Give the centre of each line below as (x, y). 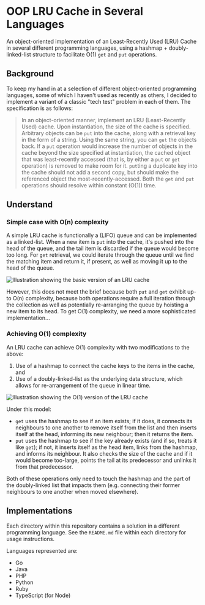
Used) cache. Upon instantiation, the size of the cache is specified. (106, 127)
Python (24, 582)
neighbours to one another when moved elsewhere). (73, 491)
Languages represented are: (42, 550)
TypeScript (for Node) (43, 595)
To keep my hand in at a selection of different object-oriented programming (102, 88)
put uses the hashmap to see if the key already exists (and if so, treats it (106, 440)
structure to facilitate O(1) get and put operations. (95, 54)
